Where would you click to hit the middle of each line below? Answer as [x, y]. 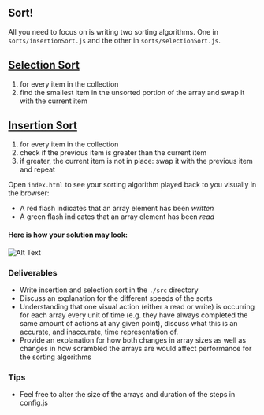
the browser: [29, 193]
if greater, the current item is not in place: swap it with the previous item [136, 161]
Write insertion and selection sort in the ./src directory [109, 290]
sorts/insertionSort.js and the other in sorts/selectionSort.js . [114, 40]
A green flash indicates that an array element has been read [117, 217]
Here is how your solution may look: [68, 235]
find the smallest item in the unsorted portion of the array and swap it [132, 92]
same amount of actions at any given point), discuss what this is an [128, 323]
